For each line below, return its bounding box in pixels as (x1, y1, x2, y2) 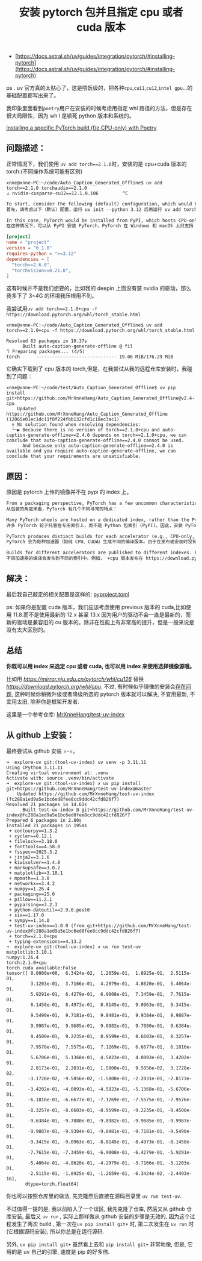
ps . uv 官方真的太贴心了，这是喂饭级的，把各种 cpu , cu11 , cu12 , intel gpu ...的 (6, 84, 193, 91)
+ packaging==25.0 (8, 891, 55, 897)
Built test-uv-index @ (22, 807, 79, 813)
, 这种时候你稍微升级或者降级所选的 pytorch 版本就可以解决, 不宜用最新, (11, 690, 189, 698)
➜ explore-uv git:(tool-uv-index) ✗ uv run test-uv (6, 943, 141, 950)
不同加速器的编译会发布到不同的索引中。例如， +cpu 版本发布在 (6, 555, 144, 562)
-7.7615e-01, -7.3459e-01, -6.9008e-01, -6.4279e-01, (28, 1149, 165, 1156)
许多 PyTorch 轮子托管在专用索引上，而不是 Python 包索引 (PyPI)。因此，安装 (6, 522, 183, 528)
